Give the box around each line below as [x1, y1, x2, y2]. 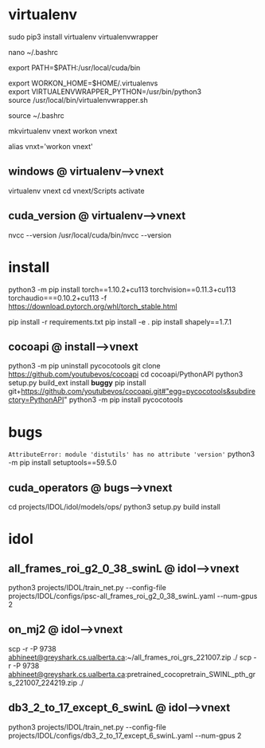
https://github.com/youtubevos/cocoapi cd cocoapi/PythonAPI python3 [8, 369, 244, 380]
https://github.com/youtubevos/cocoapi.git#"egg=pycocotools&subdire [21, 387, 256, 396]
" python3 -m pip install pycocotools [63, 395, 183, 404]
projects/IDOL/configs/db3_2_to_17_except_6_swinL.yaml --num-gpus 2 [8, 730, 242, 740]
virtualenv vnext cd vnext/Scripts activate [8, 186, 145, 195]
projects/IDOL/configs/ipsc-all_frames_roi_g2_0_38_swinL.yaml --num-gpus [8, 592, 258, 601]
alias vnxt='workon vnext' [8, 141, 93, 151]
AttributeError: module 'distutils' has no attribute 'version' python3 [8, 449, 255, 459]
